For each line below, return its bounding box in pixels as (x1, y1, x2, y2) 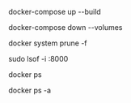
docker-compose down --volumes (8, 23, 123, 32)
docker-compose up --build (8, 7, 101, 16)
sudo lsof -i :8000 (8, 54, 69, 63)
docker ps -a (8, 85, 51, 95)
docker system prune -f (8, 38, 87, 48)
